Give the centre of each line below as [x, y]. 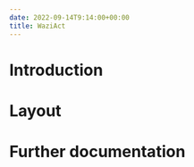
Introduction [56, 70]
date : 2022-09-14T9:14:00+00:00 [69, 17]
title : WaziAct [38, 26]
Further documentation [97, 152]
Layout [35, 110]
